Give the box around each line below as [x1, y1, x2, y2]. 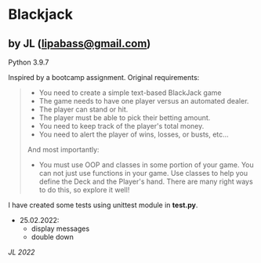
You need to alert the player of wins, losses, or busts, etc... [38, 130, 229, 139]
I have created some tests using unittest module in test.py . [8, 200, 198, 210]
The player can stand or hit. [38, 104, 129, 114]
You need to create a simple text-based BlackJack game [38, 88, 222, 97]
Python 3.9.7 [8, 57, 49, 67]
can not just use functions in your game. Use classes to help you [38, 169, 248, 177]
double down [31, 232, 74, 241]
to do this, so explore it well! [38, 185, 130, 194]
